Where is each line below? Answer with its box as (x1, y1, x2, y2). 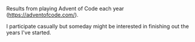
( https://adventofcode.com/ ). (6, 11, 78, 18)
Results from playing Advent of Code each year (6, 5, 124, 12)
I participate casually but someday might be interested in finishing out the (6, 23, 189, 30)
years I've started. (6, 29, 51, 36)
